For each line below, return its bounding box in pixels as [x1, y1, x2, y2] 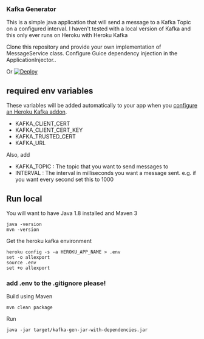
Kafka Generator [6, 5, 56, 13]
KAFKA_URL [15, 139, 46, 147]
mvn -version [6, 227, 39, 233]
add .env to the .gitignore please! [6, 279, 106, 287]
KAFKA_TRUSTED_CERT [15, 133, 76, 140]
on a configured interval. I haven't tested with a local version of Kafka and [6, 25, 191, 32]
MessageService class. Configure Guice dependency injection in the [6, 50, 178, 57]
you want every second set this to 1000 [15, 176, 114, 183]
